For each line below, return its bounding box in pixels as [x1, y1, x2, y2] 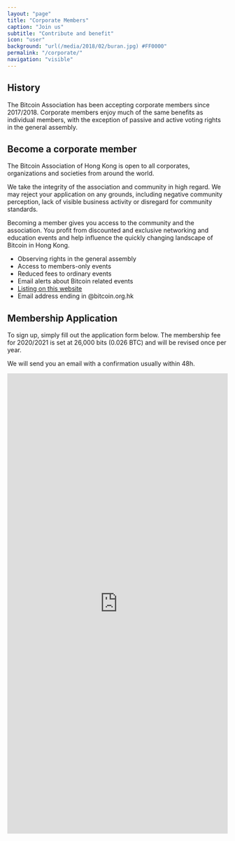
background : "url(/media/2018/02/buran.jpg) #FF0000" [7, 43, 168, 50]
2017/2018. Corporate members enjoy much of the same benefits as [7, 108, 204, 116]
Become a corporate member [7, 143, 138, 155]
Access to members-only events [17, 262, 112, 271]
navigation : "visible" [7, 56, 73, 63]
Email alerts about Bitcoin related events [17, 277, 134, 285]
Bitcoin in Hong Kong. [7, 241, 70, 250]
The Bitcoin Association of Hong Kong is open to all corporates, [7, 162, 190, 170]
